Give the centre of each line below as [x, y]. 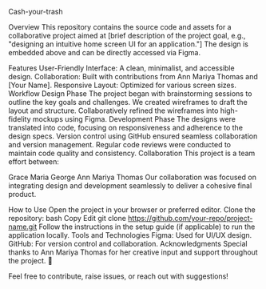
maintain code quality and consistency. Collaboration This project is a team [132, 153]
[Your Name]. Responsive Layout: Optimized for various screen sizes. [123, 85]
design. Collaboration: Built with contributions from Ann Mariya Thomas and [133, 76]
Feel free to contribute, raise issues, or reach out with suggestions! [119, 276]
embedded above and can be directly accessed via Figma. [105, 52]
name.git [23, 227]
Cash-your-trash [36, 12]
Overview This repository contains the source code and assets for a [120, 27]
